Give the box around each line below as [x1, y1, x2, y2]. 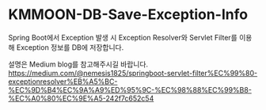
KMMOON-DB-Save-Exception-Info [8, 6, 248, 24]
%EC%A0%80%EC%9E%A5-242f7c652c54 [8, 93, 154, 103]
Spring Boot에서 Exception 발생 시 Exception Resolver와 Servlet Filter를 [8, 32, 237, 42]
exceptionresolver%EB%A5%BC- [8, 77, 118, 86]
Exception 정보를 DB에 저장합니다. [16, 42, 124, 52]
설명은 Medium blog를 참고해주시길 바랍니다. [8, 59, 149, 69]
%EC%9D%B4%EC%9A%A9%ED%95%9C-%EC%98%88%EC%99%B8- [8, 85, 252, 94]
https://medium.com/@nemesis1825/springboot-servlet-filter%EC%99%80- [8, 68, 258, 78]
